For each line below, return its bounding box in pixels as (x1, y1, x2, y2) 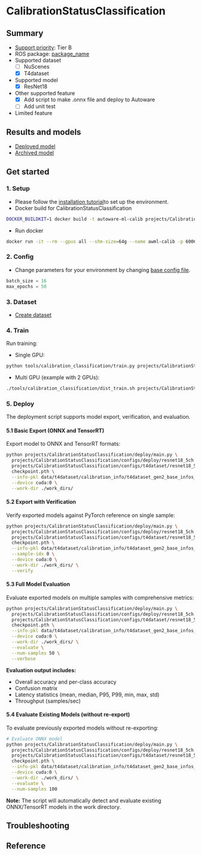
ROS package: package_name (14, 50, 90, 58)
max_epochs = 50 (6, 283, 47, 289)
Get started (6, 167, 50, 177)
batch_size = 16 (6, 277, 47, 284)
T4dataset (23, 70, 49, 77)
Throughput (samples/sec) (14, 697, 81, 705)
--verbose (11, 655, 36, 661)
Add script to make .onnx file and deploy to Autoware (23, 96, 156, 103)
